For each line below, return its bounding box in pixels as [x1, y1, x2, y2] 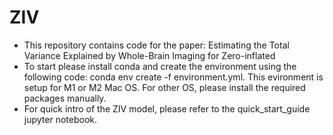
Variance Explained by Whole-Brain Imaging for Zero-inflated [23, 49, 276, 61]
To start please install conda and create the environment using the [23, 60, 297, 72]
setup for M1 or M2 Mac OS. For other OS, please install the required [23, 81, 306, 93]
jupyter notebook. [23, 113, 98, 125]
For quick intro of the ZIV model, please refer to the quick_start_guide [23, 102, 311, 115]
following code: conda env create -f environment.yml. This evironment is [23, 71, 324, 83]
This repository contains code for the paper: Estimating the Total [23, 39, 290, 51]
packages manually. [23, 92, 107, 104]
